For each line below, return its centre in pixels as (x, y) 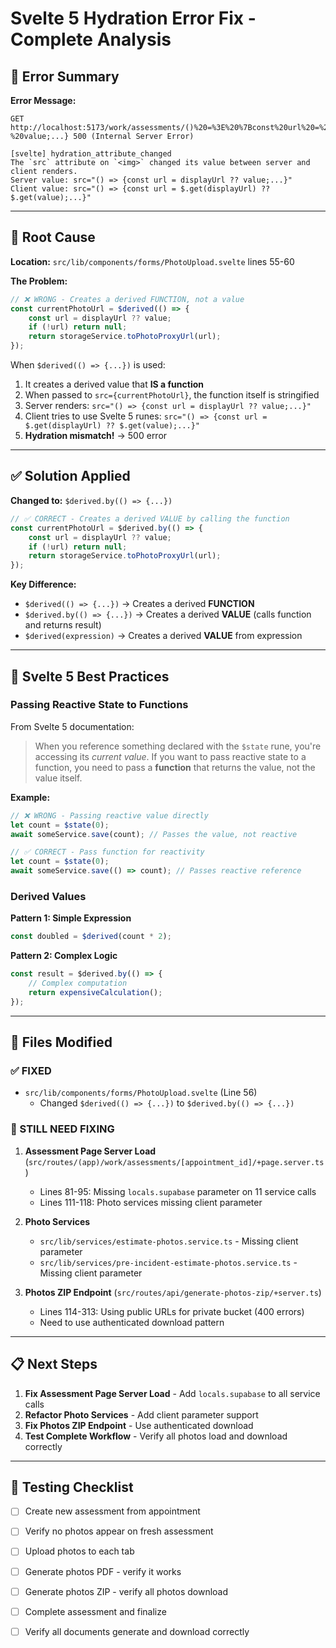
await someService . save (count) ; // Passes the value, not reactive (154, 834)
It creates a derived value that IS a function (114, 384)
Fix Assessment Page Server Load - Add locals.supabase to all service (172, 1393)
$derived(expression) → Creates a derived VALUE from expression (163, 636)
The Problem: (39, 281)
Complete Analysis (91, 39)
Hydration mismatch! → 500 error (96, 436)
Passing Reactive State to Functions (99, 705)
